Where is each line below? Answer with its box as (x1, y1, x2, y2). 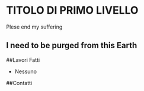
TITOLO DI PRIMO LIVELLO (6, 4, 139, 17)
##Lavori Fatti (6, 56, 40, 63)
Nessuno (14, 68, 37, 75)
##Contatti (6, 79, 33, 86)
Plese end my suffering (6, 23, 63, 30)
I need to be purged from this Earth (6, 40, 137, 51)
